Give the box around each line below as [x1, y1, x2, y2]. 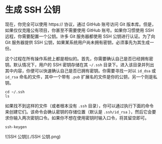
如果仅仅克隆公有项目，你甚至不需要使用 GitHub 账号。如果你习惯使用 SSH [5, 27, 154, 33]
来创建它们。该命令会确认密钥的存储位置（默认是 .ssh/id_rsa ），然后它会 [5, 109, 152, 115]
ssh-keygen [5, 124, 27, 130]
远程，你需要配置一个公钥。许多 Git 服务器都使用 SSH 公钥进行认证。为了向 [5, 33, 156, 39]
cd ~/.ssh [5, 89, 25, 94]
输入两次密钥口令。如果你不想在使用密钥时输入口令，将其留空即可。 [13, 115, 149, 121]
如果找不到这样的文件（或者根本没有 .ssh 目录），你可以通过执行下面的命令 [5, 102, 154, 109]
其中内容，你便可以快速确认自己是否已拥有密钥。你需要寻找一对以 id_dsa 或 [5, 68, 156, 73]
